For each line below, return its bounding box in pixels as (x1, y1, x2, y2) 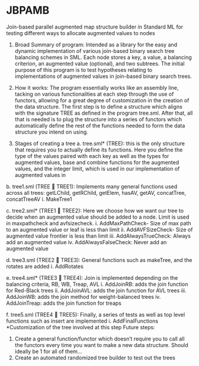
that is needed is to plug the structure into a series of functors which (14, 115, 182, 122)
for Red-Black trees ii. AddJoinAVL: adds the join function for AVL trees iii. (6, 286, 187, 294)
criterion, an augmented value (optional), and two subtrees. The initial (14, 60, 185, 67)
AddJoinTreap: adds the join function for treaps (6, 299, 121, 307)
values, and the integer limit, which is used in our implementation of (14, 165, 180, 172)
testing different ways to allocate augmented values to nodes (6, 29, 155, 36)
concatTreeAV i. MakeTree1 (6, 195, 72, 203)
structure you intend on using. (14, 128, 89, 135)
